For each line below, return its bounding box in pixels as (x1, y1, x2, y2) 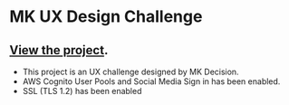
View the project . (9, 43, 109, 58)
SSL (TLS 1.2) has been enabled (22, 86, 142, 96)
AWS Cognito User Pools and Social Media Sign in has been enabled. (22, 76, 281, 87)
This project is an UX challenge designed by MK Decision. (22, 66, 239, 77)
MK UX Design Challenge (9, 6, 203, 27)
